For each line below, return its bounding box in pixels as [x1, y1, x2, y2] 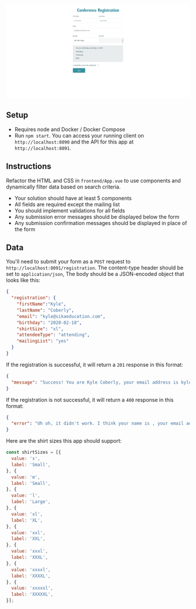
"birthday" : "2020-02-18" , [16, 320, 82, 326]
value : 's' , [11, 456, 41, 461]
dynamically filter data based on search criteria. [6, 183, 121, 190]
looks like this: [6, 277, 41, 284]
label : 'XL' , [11, 517, 43, 523]
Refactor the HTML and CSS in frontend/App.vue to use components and [6, 177, 181, 184]
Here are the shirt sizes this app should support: [6, 437, 122, 444]
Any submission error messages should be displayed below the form [14, 213, 180, 220]
